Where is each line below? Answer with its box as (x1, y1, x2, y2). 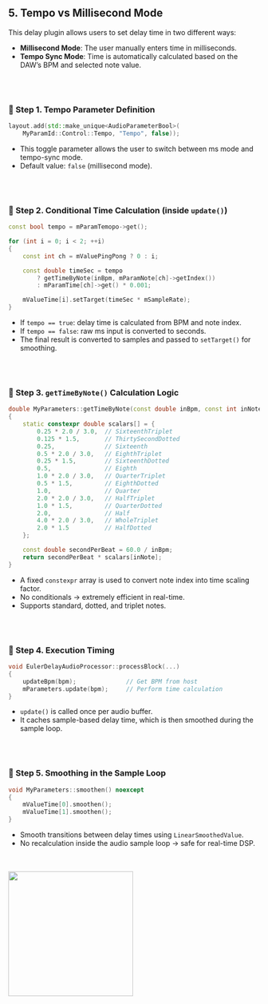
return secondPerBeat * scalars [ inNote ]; (22, 553, 162, 562)
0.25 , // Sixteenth (37, 442, 148, 450)
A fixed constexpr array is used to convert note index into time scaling (19, 575, 250, 585)
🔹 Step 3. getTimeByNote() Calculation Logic (8, 387, 179, 398)
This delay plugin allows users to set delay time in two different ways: (8, 27, 237, 37)
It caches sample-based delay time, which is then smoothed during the (19, 715, 254, 725)
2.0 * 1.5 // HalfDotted (37, 524, 152, 532)
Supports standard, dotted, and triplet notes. (19, 601, 167, 610)
